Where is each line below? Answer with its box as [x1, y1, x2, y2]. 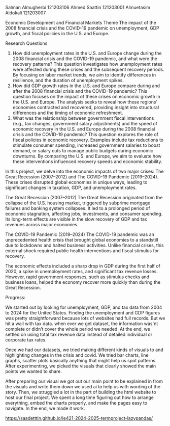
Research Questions [5, 40, 48, 46]
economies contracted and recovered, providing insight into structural [12, 104, 159, 110]
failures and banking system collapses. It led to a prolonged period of [5, 205, 151, 211]
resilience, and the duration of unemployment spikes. [12, 77, 124, 83]
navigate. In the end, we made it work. [5, 405, 85, 411]
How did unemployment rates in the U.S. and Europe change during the [12, 50, 162, 56]
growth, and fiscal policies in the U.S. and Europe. [5, 31, 110, 36]
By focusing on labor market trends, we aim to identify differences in [12, 72, 156, 78]
